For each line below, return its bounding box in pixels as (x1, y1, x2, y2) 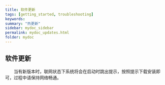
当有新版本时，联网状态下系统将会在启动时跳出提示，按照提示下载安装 (14, 68, 156, 74)
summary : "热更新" (5, 21, 41, 26)
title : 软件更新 (5, 7, 35, 12)
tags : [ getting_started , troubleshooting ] (5, 12, 94, 17)
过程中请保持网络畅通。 (13, 75, 62, 81)
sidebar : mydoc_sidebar (5, 26, 54, 31)
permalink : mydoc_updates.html (5, 30, 69, 35)
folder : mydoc (5, 35, 34, 40)
